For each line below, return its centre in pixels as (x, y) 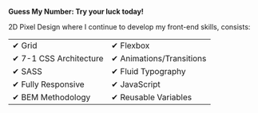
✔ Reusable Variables (152, 97)
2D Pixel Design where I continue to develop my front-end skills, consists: (129, 27)
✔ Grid (25, 45)
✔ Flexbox (131, 45)
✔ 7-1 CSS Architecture (58, 58)
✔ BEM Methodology (52, 97)
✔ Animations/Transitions (159, 58)
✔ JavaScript (136, 84)
